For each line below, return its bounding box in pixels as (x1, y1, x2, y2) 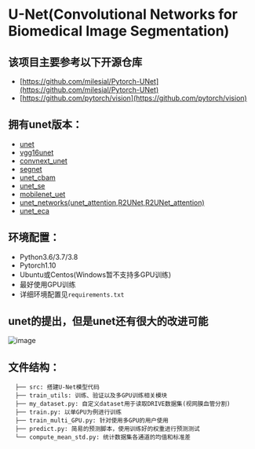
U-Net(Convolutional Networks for (8, 5, 238, 24)
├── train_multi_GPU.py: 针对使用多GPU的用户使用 (15, 417, 169, 425)
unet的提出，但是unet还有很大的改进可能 (8, 315, 209, 328)
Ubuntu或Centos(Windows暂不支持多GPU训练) (19, 269, 172, 279)
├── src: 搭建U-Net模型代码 (15, 383, 100, 392)
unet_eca (19, 206, 49, 215)
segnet (19, 164, 42, 173)
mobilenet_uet (19, 189, 66, 199)
